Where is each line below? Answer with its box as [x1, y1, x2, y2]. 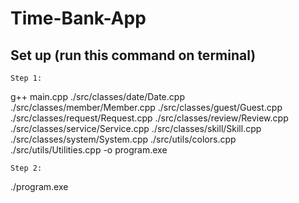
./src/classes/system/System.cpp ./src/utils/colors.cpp [10, 133, 237, 145]
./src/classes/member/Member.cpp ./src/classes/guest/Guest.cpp [10, 102, 283, 113]
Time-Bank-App [10, 7, 147, 30]
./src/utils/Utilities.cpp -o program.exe [10, 144, 168, 156]
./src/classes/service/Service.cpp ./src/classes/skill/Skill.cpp [10, 123, 262, 134]
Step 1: [10, 73, 43, 83]
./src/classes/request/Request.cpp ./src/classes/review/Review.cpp [10, 112, 289, 124]
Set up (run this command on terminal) [10, 47, 257, 64]
